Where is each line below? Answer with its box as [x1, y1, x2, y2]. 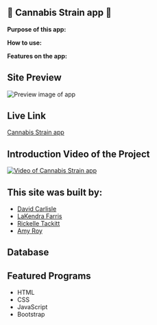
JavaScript [16, 303, 48, 311]
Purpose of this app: [7, 25, 67, 33]
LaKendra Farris [16, 212, 62, 220]
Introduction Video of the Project [7, 148, 150, 160]
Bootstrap [16, 311, 45, 319]
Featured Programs [7, 270, 91, 282]
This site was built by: [7, 187, 103, 198]
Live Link [7, 110, 47, 122]
